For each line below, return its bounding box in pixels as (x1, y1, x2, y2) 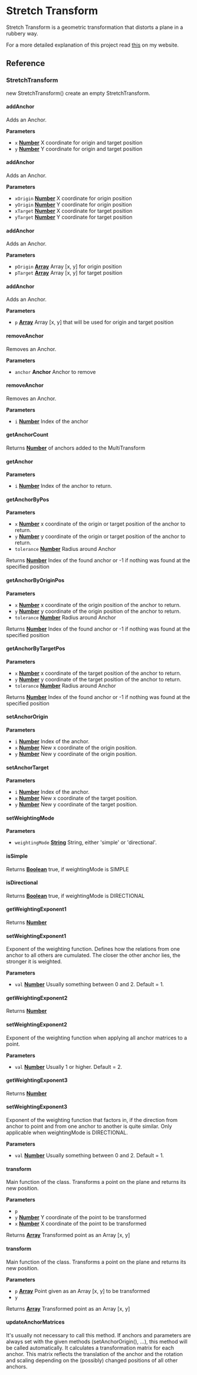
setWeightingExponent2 (6, 1021, 68, 1028)
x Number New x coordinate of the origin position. (14, 744, 137, 752)
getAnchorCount (6, 431, 49, 438)
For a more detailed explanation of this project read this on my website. (6, 41, 179, 48)
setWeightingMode (6, 814, 55, 821)
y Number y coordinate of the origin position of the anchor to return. (14, 608, 181, 615)
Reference (6, 58, 45, 68)
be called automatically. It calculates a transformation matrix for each (6, 1344, 175, 1351)
